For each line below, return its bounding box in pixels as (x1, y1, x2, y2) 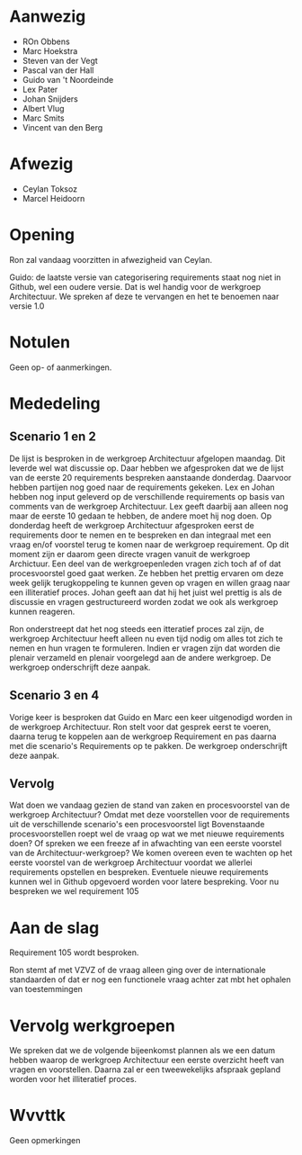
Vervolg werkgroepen (9, 1015, 175, 1036)
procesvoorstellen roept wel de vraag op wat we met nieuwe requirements (9, 828, 285, 839)
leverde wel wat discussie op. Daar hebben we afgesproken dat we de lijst (9, 462, 284, 474)
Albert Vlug (22, 103, 65, 113)
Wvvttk (9, 1105, 66, 1126)
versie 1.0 (9, 300, 45, 311)
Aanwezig (9, 6, 86, 27)
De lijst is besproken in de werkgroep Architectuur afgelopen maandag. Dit (9, 453, 286, 464)
